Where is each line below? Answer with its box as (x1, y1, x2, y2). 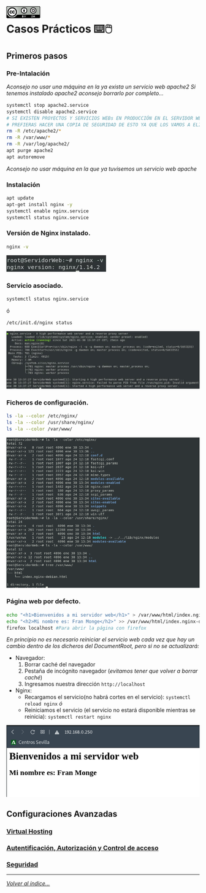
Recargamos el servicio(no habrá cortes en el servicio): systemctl (24, 694, 191, 701)
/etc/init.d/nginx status (6, 319, 72, 326)
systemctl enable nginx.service (6, 208, 89, 214)
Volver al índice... (6, 880, 50, 887)
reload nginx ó (24, 700, 63, 708)
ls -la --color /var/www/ (6, 426, 72, 432)
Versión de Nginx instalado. (6, 229, 91, 238)
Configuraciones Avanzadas (6, 808, 118, 819)
